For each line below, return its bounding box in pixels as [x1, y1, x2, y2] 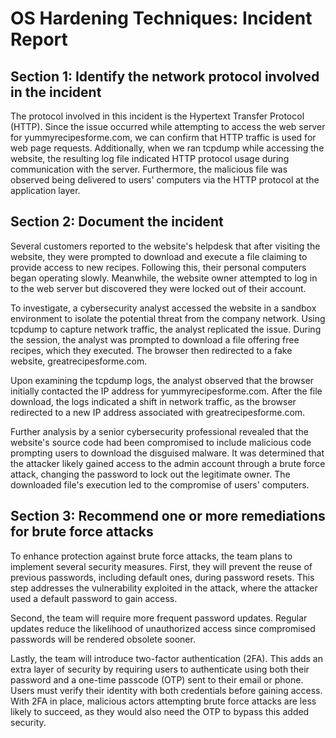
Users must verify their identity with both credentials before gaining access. [10, 684, 323, 696]
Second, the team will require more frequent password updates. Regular [10, 612, 308, 624]
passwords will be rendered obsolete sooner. [10, 633, 196, 645]
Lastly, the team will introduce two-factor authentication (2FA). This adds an [10, 652, 323, 664]
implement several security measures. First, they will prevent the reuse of [10, 560, 313, 572]
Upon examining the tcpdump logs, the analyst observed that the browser [10, 374, 315, 386]
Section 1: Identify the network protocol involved [10, 68, 320, 85]
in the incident [10, 83, 102, 101]
